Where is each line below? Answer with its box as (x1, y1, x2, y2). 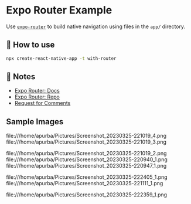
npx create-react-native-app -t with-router (6, 55, 117, 62)
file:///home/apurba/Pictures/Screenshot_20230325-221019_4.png (6, 132, 167, 140)
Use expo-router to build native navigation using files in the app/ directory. (6, 23, 186, 30)
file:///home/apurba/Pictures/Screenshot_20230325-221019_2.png (6, 150, 167, 157)
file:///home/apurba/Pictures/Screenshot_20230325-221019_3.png (6, 138, 167, 145)
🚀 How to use (6, 40, 55, 50)
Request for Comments (14, 100, 71, 107)
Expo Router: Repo (14, 93, 60, 100)
